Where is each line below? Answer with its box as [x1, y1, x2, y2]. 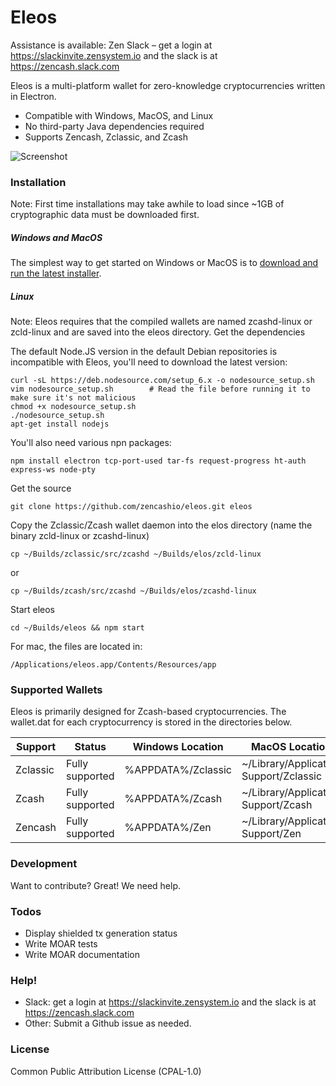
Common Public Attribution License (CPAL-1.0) [10, 1065, 202, 1077]
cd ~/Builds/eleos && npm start [10, 623, 145, 633]
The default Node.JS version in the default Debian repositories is [10, 346, 278, 358]
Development [10, 857, 78, 871]
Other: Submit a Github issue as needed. [24, 1017, 192, 1030]
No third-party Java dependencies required [24, 120, 205, 132]
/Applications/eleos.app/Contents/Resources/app [10, 660, 217, 670]
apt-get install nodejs [10, 419, 110, 430]
